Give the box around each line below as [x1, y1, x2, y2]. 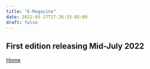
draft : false [6, 19, 38, 25]
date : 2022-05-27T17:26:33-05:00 [6, 14, 88, 20]
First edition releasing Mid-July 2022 [6, 41, 145, 51]
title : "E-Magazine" [6, 8, 57, 15]
